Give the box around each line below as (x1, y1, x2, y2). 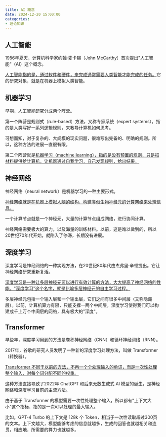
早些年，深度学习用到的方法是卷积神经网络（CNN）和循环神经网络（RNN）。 (5, 337, 161, 343)
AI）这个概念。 (15, 61, 46, 67)
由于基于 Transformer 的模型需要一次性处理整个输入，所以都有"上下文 (5, 398, 147, 404)
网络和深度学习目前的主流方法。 (5, 387, 70, 393)
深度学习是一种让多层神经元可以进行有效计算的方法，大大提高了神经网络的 (5, 279, 157, 285)
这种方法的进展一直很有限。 (13, 141, 70, 147)
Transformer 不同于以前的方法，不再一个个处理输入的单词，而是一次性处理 (5, 364, 157, 370)
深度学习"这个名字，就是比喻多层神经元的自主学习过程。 (15, 285, 131, 291)
